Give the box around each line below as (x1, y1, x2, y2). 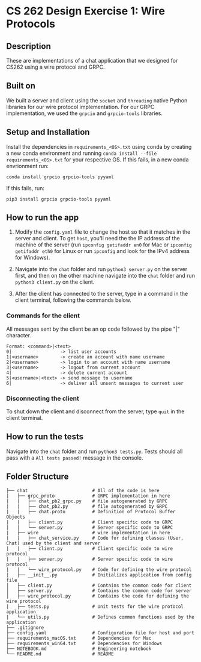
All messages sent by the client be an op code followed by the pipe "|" (6, 325, 180, 333)
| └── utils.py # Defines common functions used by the (6, 614, 195, 620)
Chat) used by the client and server (6, 540, 101, 546)
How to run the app (6, 213, 79, 223)
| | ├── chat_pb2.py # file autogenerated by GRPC (6, 503, 168, 510)
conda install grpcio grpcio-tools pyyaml (6, 173, 114, 180)
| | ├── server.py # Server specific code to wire (6, 556, 173, 562)
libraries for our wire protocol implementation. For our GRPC (6, 103, 155, 110)
